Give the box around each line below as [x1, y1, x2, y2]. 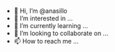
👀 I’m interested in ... [13, 14, 73, 22]
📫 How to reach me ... [13, 37, 79, 45]
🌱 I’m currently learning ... [13, 22, 89, 30]
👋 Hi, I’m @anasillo [13, 7, 68, 15]
